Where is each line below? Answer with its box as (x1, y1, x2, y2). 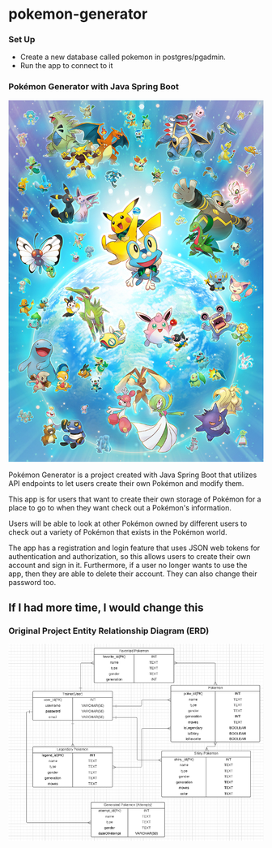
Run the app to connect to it (19, 61, 113, 71)
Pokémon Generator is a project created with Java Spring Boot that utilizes (8, 470, 257, 480)
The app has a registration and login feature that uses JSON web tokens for (8, 543, 261, 553)
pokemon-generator (8, 5, 148, 24)
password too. (8, 577, 57, 587)
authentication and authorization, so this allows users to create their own (8, 551, 251, 561)
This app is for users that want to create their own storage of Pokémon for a (8, 494, 261, 504)
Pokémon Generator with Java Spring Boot (8, 81, 180, 93)
